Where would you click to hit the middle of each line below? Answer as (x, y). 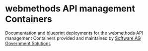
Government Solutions (28, 43)
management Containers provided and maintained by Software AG (73, 38)
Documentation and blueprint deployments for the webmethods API (74, 33)
